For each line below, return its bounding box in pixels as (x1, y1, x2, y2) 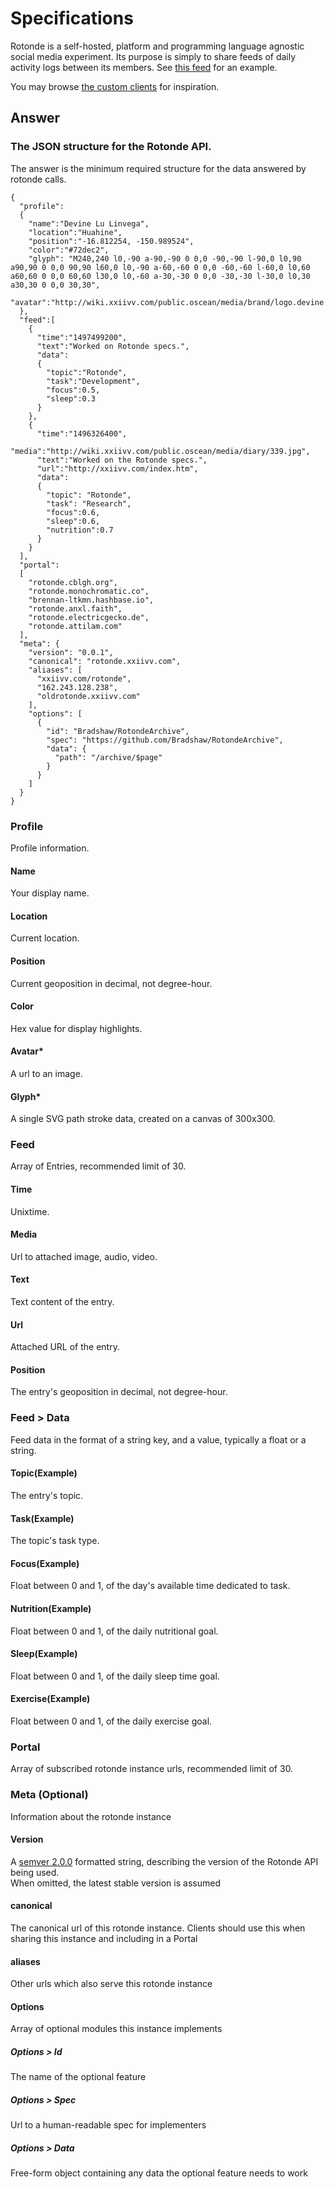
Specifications (10, 7, 134, 30)
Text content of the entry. (10, 1296, 115, 1308)
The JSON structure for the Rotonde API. (10, 140, 212, 154)
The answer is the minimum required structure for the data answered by (10, 162, 307, 174)
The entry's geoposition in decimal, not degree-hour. (10, 1386, 228, 1398)
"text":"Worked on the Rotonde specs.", (36, 455, 208, 465)
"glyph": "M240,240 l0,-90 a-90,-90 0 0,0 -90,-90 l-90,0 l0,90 (28, 253, 302, 264)
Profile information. (10, 842, 90, 854)
